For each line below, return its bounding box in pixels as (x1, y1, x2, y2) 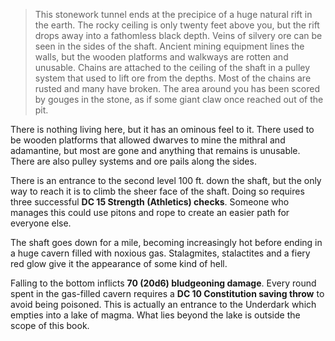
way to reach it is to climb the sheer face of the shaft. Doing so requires (10, 185, 305, 197)
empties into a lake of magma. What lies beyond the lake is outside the (10, 309, 301, 321)
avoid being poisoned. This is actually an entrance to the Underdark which (10, 299, 317, 310)
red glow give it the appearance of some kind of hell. (10, 258, 228, 269)
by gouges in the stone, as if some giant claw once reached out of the (34, 94, 324, 105)
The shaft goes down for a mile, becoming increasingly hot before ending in (10, 237, 323, 248)
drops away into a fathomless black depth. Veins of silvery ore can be (34, 30, 323, 41)
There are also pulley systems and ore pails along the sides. (10, 155, 257, 167)
